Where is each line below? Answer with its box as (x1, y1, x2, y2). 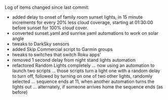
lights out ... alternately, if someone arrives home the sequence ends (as (12, 84, 163, 90)
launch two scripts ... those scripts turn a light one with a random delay (12, 68, 160, 74)
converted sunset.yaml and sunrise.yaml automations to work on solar (12, 30, 159, 36)
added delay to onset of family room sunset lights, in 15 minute (12, 14, 143, 20)
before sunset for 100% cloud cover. (12, 25, 89, 31)
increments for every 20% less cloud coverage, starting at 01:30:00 (12, 20, 153, 25)
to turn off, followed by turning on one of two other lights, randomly (12, 73, 153, 79)
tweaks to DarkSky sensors (12, 41, 69, 47)
